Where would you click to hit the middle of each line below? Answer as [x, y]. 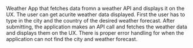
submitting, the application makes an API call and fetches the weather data [96, 27]
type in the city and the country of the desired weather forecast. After [91, 21]
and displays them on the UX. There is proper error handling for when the [95, 33]
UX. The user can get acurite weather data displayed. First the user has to [96, 14]
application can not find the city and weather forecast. [72, 39]
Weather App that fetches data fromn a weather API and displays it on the [95, 8]
